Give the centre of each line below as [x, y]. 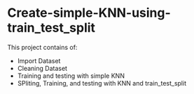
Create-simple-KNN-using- [89, 13]
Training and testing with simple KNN [71, 76]
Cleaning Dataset [42, 68]
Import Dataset [39, 60]
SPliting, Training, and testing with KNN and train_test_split [102, 83]
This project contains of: [42, 47]
